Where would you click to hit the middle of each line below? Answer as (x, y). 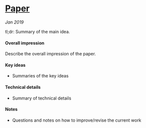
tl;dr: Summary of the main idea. (37, 31)
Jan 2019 (14, 22)
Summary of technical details (42, 98)
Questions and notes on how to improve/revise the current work (77, 120)
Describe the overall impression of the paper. (51, 54)
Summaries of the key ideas (40, 76)
